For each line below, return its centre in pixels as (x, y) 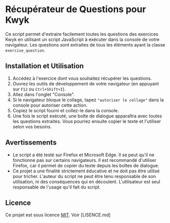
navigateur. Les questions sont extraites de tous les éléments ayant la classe (85, 44)
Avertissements (31, 143)
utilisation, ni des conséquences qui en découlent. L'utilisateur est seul (87, 182)
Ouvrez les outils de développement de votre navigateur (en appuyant (86, 83)
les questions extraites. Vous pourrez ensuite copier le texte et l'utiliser (87, 121)
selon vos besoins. (32, 126)
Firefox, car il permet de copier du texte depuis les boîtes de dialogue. (86, 165)
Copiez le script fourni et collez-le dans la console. (66, 110)
